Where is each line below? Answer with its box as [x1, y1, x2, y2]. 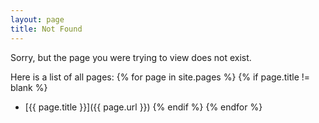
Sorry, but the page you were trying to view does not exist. [10, 51, 252, 63]
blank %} [10, 81, 48, 93]
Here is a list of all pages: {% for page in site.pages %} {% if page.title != [10, 71, 311, 83]
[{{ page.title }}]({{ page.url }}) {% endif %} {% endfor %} [24, 101, 263, 113]
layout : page [10, 14, 65, 25]
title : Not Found [10, 24, 83, 34]
